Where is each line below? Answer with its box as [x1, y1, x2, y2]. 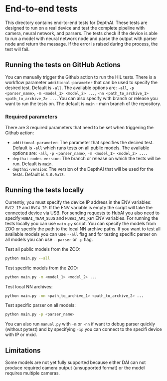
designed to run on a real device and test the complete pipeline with [5, 25, 145, 31]
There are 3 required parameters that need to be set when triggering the [5, 125, 154, 131]
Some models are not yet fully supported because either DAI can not [5, 359, 146, 365]
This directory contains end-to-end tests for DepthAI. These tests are [5, 20, 148, 26]
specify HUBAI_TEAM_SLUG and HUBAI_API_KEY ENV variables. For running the [5, 215, 159, 221]
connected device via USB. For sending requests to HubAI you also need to [5, 210, 160, 216]
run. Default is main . [12, 161, 53, 167]
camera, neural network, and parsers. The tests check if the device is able [5, 30, 158, 36]
